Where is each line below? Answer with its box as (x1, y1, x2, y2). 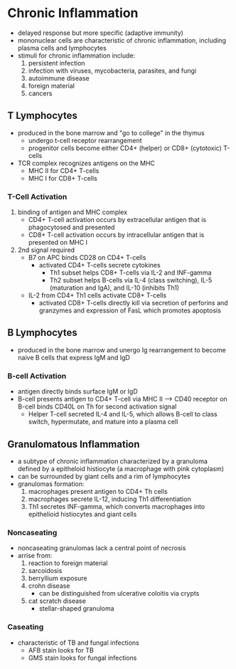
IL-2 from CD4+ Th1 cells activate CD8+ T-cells (28, 291, 167, 300)
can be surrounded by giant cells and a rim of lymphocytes (17, 472, 191, 480)
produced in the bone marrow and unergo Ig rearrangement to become (17, 345, 226, 354)
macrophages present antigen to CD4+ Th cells (28, 487, 168, 495)
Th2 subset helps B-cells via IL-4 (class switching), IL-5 (49, 276, 213, 285)
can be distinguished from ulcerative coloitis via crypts (38, 589, 200, 598)
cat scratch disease (28, 596, 87, 606)
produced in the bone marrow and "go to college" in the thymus (17, 128, 205, 137)
